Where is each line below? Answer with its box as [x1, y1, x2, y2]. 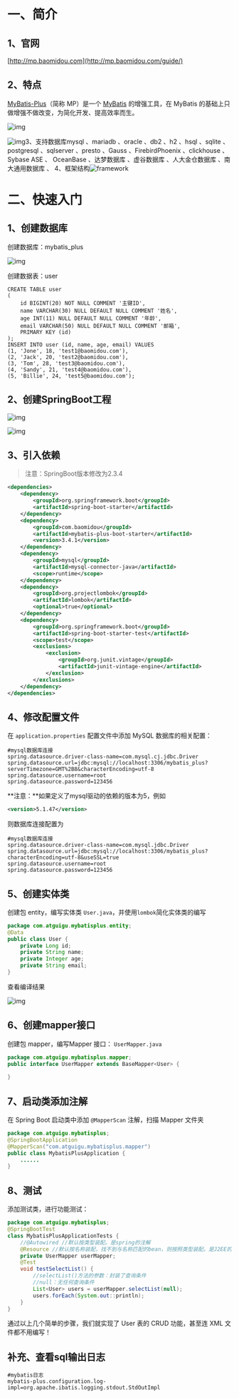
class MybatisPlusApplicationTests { [7, 1232, 119, 1239]
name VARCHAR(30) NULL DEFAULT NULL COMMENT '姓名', [20, 307, 178, 314]
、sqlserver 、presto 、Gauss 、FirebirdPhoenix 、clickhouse [40, 146, 221, 154]
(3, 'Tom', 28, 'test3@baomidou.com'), [7, 360, 126, 367]
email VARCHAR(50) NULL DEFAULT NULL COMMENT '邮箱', [20, 322, 181, 329]
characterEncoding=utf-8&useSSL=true [7, 854, 119, 861]
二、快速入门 [7, 192, 83, 208]
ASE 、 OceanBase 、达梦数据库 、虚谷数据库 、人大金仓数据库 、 [31, 155, 225, 164]
